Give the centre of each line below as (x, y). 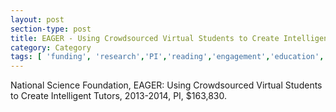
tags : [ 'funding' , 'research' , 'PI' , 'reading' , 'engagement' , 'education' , (167, 57)
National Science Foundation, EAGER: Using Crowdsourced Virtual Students (166, 85)
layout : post (37, 19)
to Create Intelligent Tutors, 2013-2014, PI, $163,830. (119, 96)
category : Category (51, 47)
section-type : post (51, 29)
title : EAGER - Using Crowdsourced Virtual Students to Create (145, 38)
